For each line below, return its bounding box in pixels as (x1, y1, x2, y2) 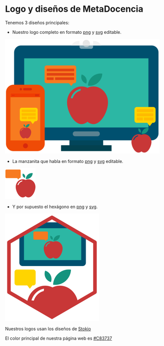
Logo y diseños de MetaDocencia (5, 3, 143, 15)
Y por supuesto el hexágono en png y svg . (12, 204, 98, 210)
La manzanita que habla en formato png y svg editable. (12, 158, 123, 164)
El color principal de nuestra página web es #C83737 (5, 335, 113, 341)
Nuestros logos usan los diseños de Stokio (5, 325, 92, 332)
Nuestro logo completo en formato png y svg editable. (12, 29, 121, 35)
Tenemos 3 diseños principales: (5, 20, 70, 26)
